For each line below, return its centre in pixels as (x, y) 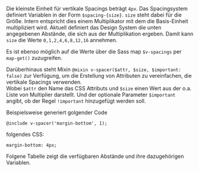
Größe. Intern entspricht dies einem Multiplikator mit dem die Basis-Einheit (97, 21)
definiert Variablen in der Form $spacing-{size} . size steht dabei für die (94, 15)
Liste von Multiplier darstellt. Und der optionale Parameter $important (91, 95)
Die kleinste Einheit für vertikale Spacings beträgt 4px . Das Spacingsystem (97, 9)
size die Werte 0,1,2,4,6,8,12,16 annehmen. (62, 40)
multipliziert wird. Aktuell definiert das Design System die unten (84, 27)
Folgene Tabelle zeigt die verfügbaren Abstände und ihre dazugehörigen (95, 156)
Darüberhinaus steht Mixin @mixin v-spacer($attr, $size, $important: (94, 69)
